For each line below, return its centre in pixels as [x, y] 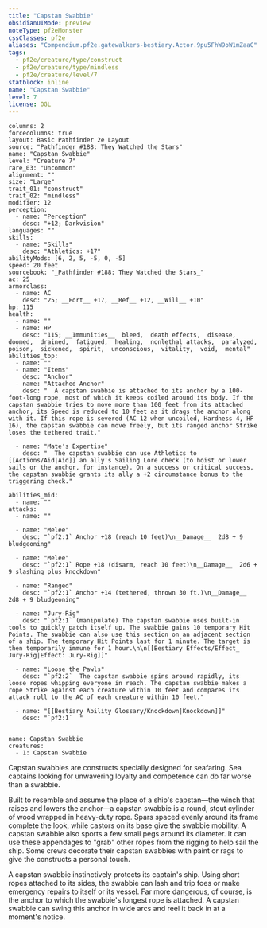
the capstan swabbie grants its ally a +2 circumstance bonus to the [126, 474]
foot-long [25, 398]
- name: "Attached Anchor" [60, 384]
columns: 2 [26, 127]
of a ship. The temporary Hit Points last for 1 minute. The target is [129, 641]
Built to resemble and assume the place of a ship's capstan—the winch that [132, 800]
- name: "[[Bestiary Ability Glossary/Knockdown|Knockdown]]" [120, 712]
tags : [17, 53]
